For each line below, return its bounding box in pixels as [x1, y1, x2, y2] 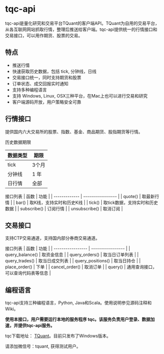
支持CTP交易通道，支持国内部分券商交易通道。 [5, 235, 100, 241]
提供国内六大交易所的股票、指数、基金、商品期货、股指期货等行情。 [5, 128, 143, 134]
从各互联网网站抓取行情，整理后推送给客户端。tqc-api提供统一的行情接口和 [5, 26, 158, 32]
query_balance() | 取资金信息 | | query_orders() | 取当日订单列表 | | [5, 252, 139, 258]
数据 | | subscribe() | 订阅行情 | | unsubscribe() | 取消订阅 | [5, 205, 123, 211]
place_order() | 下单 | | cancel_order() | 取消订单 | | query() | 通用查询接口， [5, 264, 157, 270]
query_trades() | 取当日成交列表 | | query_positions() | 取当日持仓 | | [5, 258, 141, 264]
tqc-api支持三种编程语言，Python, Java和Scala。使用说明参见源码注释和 [5, 300, 152, 306]
